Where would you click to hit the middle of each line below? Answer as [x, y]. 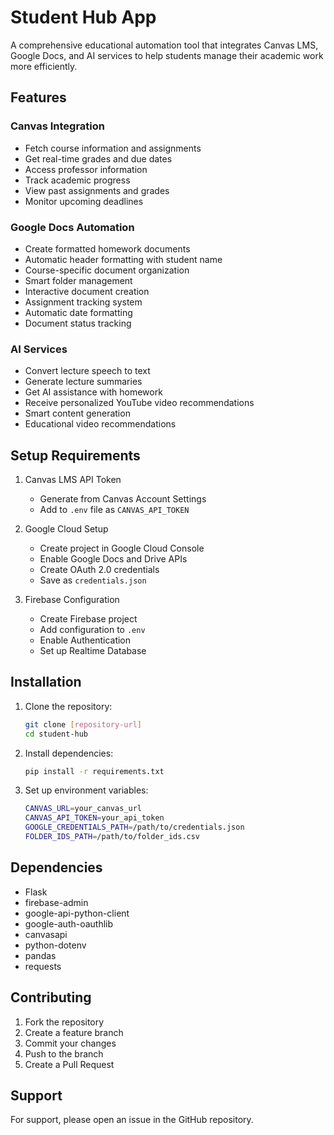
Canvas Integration [57, 126]
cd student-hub [56, 734]
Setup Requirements [75, 455]
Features [38, 97]
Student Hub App [83, 17]
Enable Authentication [85, 640]
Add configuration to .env [92, 630]
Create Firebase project [88, 619]
